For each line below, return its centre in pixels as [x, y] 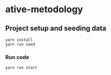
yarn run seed [20, 44]
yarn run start [21, 68]
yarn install [19, 40]
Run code [17, 57]
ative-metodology [44, 9]
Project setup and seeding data [56, 28]
